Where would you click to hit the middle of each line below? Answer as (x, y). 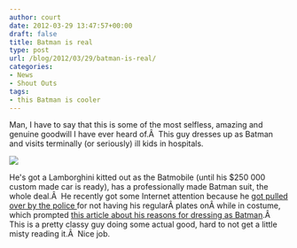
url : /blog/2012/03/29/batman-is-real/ (83, 58)
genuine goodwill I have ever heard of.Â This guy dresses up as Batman (141, 135)
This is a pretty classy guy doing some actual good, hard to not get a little (143, 225)
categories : (31, 67)
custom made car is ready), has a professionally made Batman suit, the (139, 187)
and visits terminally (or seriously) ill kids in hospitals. (106, 143)
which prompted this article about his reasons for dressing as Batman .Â (140, 215)
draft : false (33, 34)
